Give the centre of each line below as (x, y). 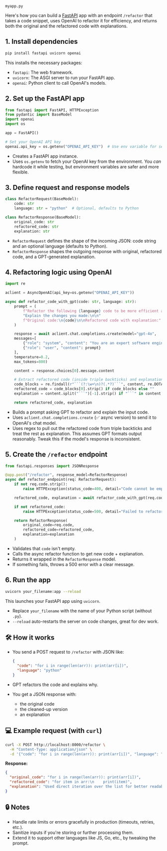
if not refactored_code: (40, 507)
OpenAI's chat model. (35, 423)
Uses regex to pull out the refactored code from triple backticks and (82, 428)
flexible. (20, 172)
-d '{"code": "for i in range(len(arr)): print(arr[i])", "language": (84, 754)
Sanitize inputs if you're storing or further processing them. (73, 832)
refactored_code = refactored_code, (59, 530)
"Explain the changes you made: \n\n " (62, 315)
